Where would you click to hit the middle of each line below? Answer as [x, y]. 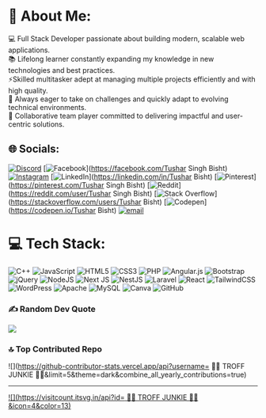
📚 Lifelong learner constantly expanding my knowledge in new [111, 59]
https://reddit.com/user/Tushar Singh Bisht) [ [84, 193]
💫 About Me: [50, 16]
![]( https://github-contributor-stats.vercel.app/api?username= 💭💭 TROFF [127, 367]
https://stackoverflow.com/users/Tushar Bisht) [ [89, 202]
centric [20, 124]
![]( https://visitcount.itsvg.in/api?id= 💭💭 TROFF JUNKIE [98, 397]
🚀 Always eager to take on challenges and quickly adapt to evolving [118, 99]
